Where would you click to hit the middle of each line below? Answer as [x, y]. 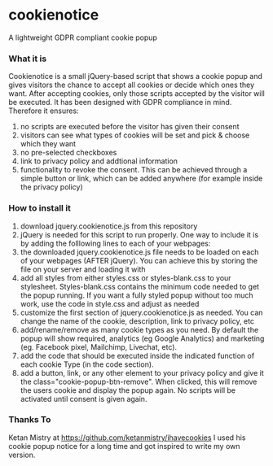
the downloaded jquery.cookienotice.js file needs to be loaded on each [139, 252]
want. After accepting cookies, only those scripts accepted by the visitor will [136, 94]
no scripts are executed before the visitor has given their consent [130, 127]
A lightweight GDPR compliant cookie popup [83, 37]
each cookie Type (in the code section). [87, 364]
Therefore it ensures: [44, 111]
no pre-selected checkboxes [68, 153]
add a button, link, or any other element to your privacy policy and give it [142, 372]
